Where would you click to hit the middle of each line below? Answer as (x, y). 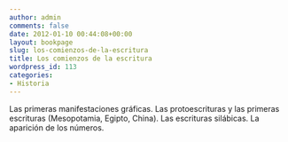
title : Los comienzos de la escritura (81, 59)
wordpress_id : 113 (43, 67)
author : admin (35, 17)
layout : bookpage (41, 42)
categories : (31, 75)
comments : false (39, 26)
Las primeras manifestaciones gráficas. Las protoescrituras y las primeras (144, 108)
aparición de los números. (57, 127)
